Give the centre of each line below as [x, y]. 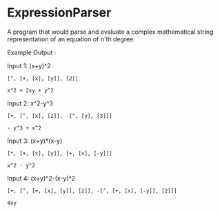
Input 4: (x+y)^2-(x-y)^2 [41, 178]
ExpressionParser [59, 13]
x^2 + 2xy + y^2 [30, 90]
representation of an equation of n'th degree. [71, 39]
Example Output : [32, 52]
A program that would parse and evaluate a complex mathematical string [110, 32]
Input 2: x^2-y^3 [30, 103]
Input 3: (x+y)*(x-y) [35, 141]
